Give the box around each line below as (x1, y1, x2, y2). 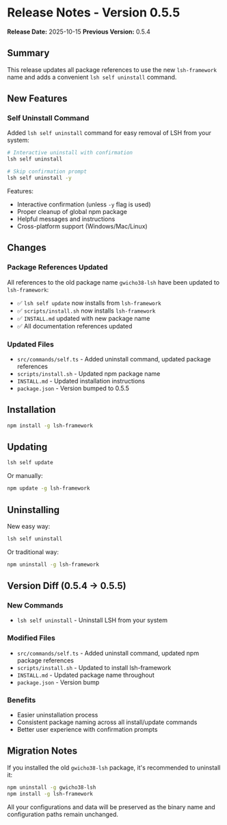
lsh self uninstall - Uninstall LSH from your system (16, 616, 168, 625)
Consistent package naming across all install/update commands (16, 718, 198, 726)
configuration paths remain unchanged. (7, 810, 118, 818)
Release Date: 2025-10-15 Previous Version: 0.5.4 (7, 27, 150, 36)
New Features (7, 93, 68, 104)
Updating (7, 441, 48, 453)
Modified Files (7, 633, 56, 643)
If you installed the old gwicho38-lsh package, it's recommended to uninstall (7, 763, 221, 772)
